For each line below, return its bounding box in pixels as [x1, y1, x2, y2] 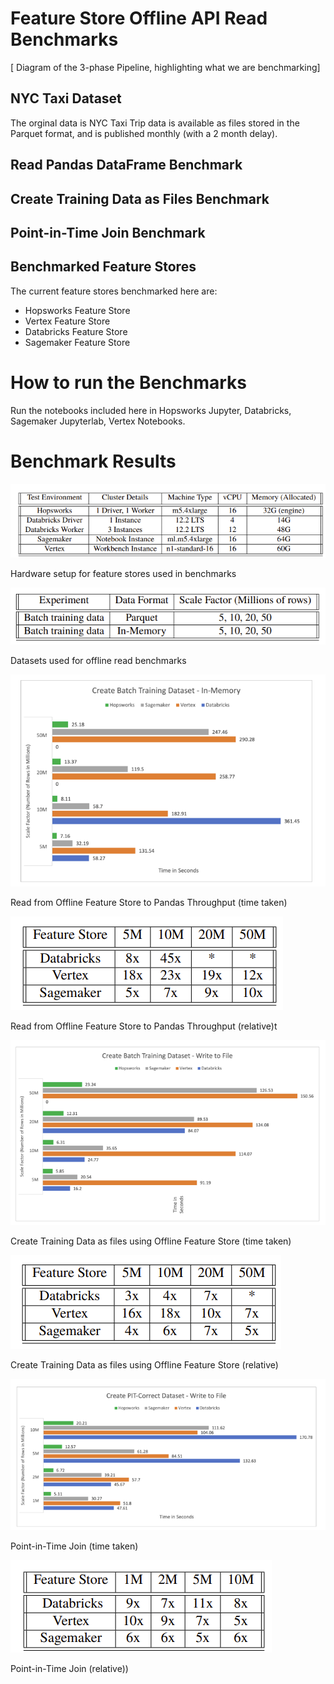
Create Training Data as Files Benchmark [10, 190, 270, 207]
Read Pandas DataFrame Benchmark [10, 157, 243, 174]
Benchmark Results [10, 450, 177, 472]
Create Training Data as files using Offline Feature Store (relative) [10, 1358, 279, 1371]
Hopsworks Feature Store [24, 304, 131, 316]
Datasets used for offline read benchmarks [10, 654, 187, 666]
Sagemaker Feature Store [24, 336, 131, 348]
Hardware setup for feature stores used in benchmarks [10, 568, 237, 580]
